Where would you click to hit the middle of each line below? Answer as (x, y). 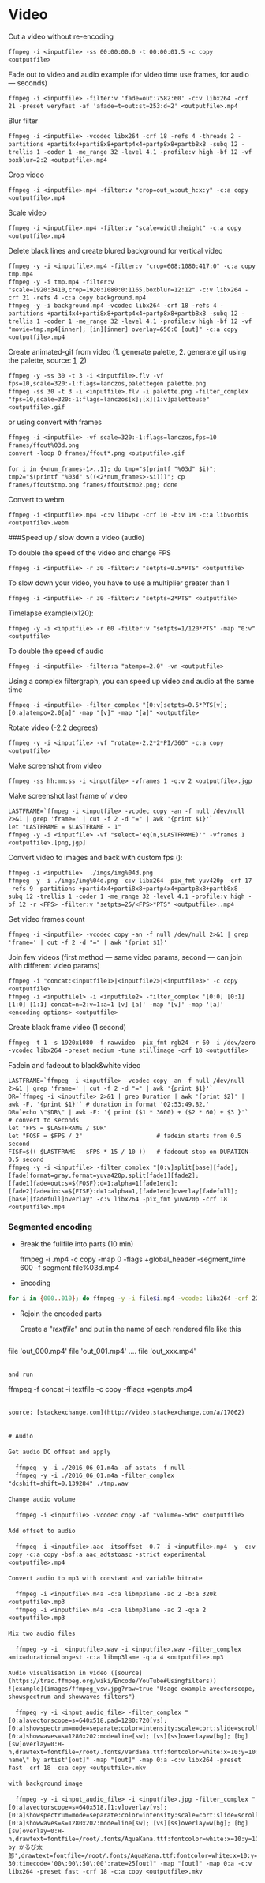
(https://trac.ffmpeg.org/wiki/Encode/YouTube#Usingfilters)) (112, 1681)
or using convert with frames (55, 422)
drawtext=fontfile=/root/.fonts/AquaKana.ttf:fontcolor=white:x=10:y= (139, 1856)
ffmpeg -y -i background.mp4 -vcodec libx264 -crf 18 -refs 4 (112, 306)
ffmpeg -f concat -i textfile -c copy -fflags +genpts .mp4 (101, 1389)
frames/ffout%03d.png (44, 445)
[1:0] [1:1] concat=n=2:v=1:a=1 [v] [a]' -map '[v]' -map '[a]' (116, 1005)
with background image (45, 1784)
